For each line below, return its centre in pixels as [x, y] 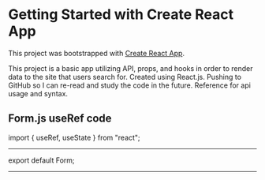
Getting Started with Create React [121, 15]
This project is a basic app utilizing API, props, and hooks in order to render [131, 68]
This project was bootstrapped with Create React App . [97, 53]
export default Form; [41, 160]
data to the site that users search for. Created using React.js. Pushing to [125, 77]
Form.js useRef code [60, 119]
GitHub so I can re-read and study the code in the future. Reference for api [129, 85]
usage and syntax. [38, 93]
